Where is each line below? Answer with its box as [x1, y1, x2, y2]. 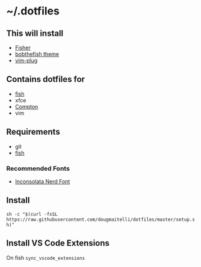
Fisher [14, 44, 31, 51]
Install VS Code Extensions [6, 238, 110, 248]
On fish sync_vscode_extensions [6, 254, 85, 261]
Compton [14, 103, 39, 110]
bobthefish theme [14, 51, 59, 58]
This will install [6, 28, 64, 38]
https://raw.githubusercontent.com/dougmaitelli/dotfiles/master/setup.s [6, 216, 196, 222]
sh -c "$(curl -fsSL [6, 211, 58, 217]
